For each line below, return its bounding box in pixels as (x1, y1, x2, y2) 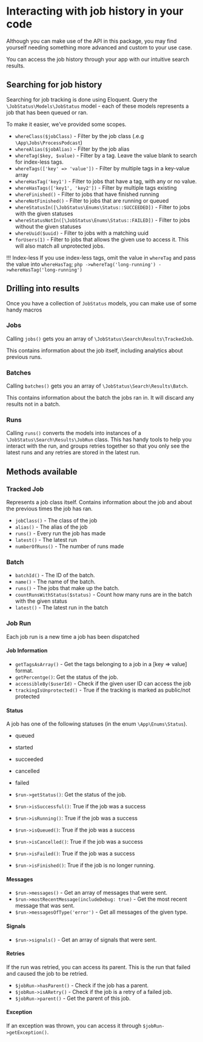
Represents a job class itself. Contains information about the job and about (6, 499, 193, 506)
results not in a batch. (6, 400, 61, 408)
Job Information (6, 647, 48, 655)
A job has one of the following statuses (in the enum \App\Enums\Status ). (6, 720, 188, 728)
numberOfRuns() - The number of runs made (15, 543, 124, 550)
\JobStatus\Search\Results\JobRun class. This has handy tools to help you (6, 436, 192, 443)
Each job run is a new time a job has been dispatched (6, 633, 140, 640)
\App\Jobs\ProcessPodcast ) (15, 139, 83, 146)
